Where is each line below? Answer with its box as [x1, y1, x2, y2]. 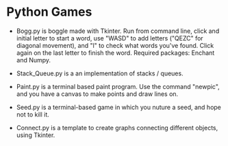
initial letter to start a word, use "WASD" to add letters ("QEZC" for [16, 34, 203, 42]
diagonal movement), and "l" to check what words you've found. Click [16, 41, 214, 49]
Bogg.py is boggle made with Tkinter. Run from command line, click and [16, 27, 220, 35]
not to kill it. [16, 110, 49, 119]
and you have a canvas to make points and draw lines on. [16, 90, 179, 98]
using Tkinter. [16, 131, 55, 139]
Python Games [6, 4, 92, 20]
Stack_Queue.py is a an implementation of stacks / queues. [16, 69, 183, 77]
